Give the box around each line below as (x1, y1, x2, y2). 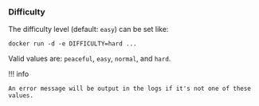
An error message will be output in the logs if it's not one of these (8, 84, 251, 93)
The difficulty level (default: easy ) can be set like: (8, 25, 169, 34)
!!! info (8, 69, 29, 79)
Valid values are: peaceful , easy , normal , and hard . (8, 54, 171, 64)
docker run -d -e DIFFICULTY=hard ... (8, 40, 137, 48)
